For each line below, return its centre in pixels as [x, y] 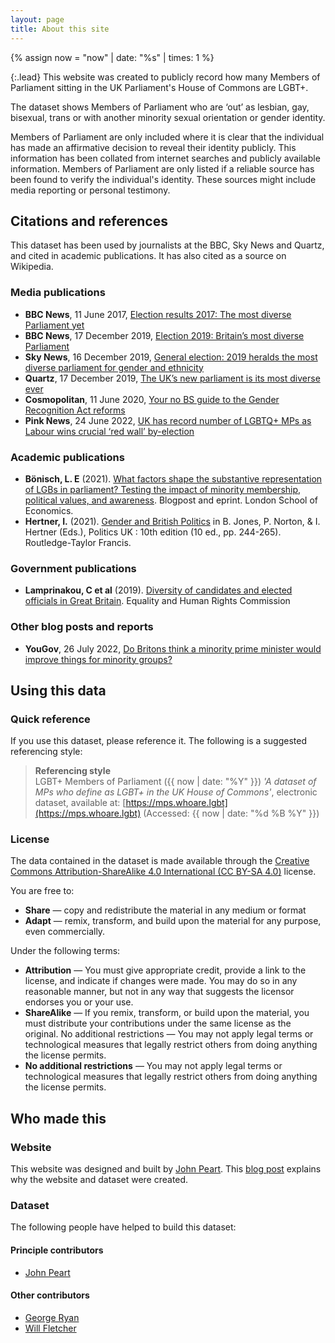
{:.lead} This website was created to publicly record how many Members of [165, 77]
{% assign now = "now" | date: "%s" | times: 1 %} [112, 57]
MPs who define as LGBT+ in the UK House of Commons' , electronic [176, 792]
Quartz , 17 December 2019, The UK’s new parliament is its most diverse [172, 378]
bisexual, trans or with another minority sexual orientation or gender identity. [168, 117]
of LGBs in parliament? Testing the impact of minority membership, [163, 489]
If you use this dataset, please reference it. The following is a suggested [158, 741]
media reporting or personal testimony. [90, 190]
